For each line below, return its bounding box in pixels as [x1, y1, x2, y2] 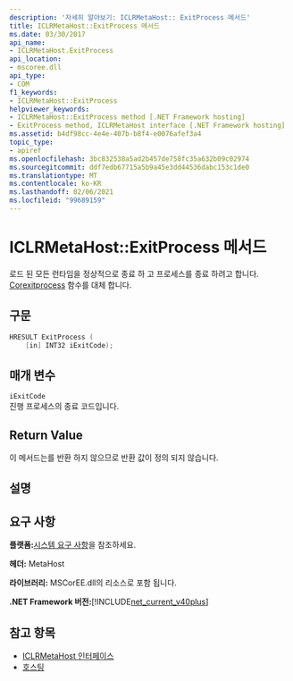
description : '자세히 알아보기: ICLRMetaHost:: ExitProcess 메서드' [9, 13, 251, 22]
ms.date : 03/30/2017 [9, 29, 87, 38]
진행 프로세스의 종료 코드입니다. [9, 401, 120, 412]
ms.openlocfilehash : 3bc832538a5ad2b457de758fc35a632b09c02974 [9, 154, 250, 164]
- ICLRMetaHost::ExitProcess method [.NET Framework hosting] [9, 113, 246, 122]
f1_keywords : [9, 88, 58, 97]
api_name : [9, 38, 46, 47]
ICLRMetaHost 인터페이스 [21, 651, 114, 661]
